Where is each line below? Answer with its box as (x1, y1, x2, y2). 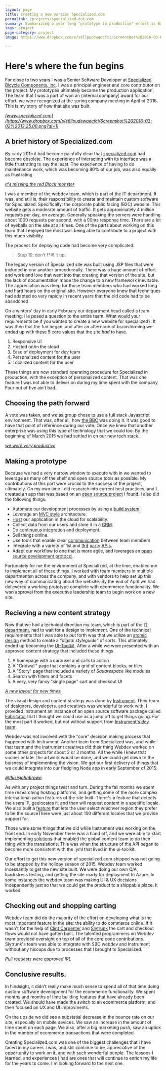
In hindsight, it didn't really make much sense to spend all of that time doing (5, 983, 160, 989)
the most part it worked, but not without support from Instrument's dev (5, 719, 149, 725)
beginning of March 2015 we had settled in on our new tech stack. (5, 433, 140, 439)
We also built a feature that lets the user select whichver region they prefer (5, 805, 157, 811)
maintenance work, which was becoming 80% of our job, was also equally (5, 166, 157, 172)
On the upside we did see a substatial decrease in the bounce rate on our (5, 1014, 155, 1020)
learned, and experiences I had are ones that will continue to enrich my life (5, 1055, 157, 1061)
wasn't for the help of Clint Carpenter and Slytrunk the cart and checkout (5, 925, 154, 931)
